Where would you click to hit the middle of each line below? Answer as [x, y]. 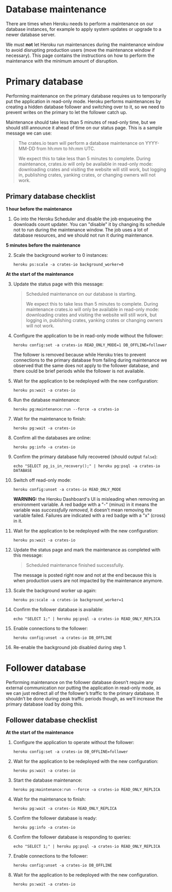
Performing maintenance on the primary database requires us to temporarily [86, 96]
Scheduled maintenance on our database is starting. [81, 294]
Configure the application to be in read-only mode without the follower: [88, 335]
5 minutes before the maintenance [43, 245]
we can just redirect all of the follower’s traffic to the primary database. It [82, 693]
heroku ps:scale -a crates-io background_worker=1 [68, 600]
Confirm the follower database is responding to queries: [72, 837]
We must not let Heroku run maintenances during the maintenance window [85, 44]
